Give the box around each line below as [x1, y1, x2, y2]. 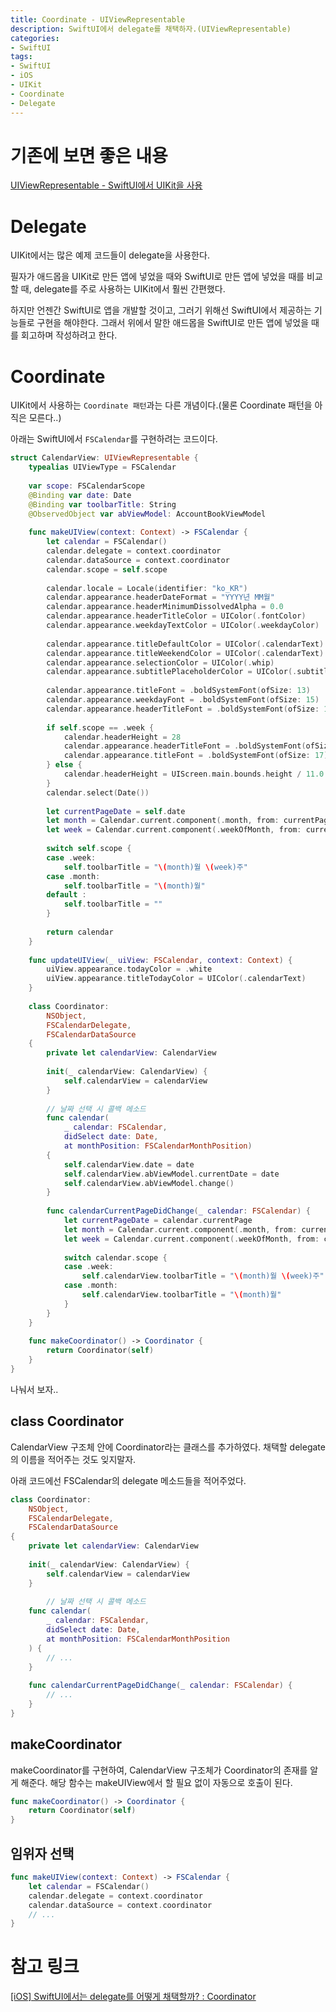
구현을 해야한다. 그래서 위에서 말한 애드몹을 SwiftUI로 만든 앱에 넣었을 [36, 317, 310, 329]
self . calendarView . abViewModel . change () [63, 1178, 235, 1188]
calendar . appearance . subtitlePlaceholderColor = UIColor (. [46, 667, 298, 677]
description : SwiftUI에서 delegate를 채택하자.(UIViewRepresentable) [10, 24, 292, 34]
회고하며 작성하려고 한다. [20, 329, 118, 341]
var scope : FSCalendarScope [28, 481, 145, 491]
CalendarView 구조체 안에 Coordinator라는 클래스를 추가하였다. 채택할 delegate [10, 1441, 326, 1453]
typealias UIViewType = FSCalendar [28, 462, 177, 473]
